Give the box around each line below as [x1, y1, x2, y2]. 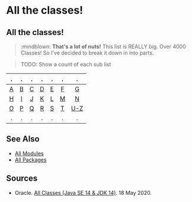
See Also [6, 134, 40, 144]
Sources [6, 173, 38, 184]
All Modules [14, 150, 44, 157]
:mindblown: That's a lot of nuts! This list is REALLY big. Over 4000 [20, 43, 187, 50]
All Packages [14, 156, 47, 163]
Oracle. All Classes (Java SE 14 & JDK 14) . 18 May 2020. [14, 189, 152, 196]
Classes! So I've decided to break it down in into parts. [20, 49, 154, 56]
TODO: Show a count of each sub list [20, 61, 111, 68]
